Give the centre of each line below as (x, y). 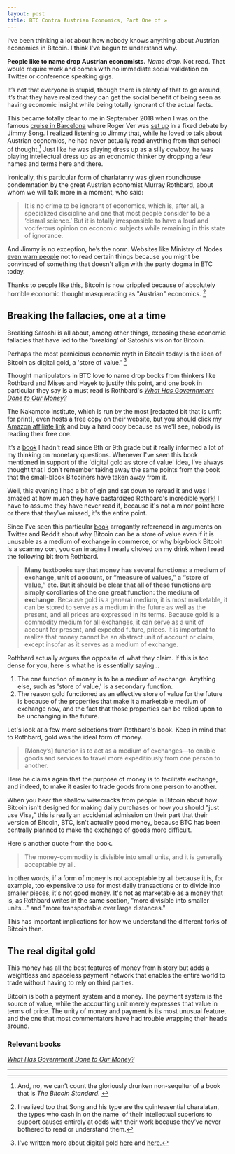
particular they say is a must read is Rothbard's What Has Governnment (111, 391)
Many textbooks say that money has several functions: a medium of (125, 570)
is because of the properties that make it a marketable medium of (112, 702)
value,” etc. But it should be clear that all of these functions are (117, 585)
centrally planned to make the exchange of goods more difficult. (100, 830)
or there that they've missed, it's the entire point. (77, 513)
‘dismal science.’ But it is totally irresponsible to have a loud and (116, 221)
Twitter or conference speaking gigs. (60, 76)
